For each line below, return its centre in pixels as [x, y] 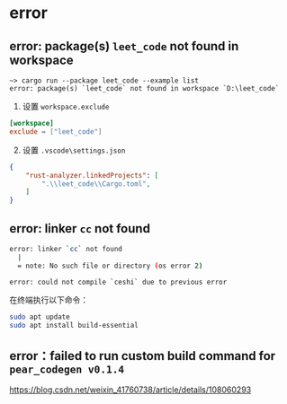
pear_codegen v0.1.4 [67, 369]
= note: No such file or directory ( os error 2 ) [110, 266]
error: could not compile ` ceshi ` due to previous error [118, 282]
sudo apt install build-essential [74, 326]
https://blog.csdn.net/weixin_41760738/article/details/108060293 [130, 390]
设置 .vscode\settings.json [74, 150]
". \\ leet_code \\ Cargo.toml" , [96, 184]
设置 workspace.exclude [66, 106]
